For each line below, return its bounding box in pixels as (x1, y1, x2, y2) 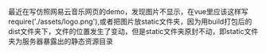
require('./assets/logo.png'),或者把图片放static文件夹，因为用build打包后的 (8, 17, 252, 26)
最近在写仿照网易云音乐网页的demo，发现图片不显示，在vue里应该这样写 (8, 7, 248, 16)
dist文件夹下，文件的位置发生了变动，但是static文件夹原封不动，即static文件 (8, 27, 259, 36)
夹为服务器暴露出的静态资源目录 (8, 36, 113, 46)
